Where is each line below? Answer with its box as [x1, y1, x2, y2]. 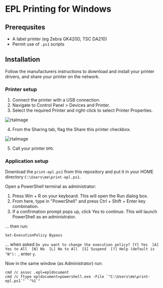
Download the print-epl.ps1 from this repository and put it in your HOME [5, 169, 154, 175]
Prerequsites [5, 23, 46, 31]
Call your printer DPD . [12, 146, 54, 152]
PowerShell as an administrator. [12, 214, 76, 220]
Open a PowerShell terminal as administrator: [5, 183, 97, 189]
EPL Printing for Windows [5, 3, 111, 15]
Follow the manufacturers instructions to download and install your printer [5, 68, 155, 74]
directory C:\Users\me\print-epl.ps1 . [5, 174, 81, 180]
